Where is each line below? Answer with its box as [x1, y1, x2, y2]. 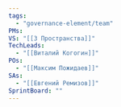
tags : [8, 11, 27, 20]
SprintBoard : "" [8, 86, 63, 95]
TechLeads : [8, 42, 45, 50]
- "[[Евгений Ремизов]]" [15, 79, 99, 87]
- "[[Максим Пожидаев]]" [15, 64, 99, 72]
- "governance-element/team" [15, 19, 114, 27]
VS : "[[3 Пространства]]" [8, 34, 95, 43]
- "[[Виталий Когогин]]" [15, 49, 99, 57]
